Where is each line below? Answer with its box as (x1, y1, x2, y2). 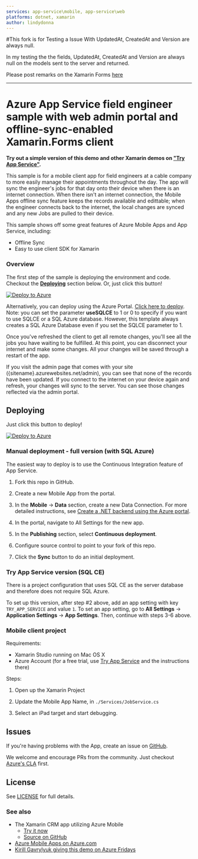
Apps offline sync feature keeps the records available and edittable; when (6, 197, 186, 204)
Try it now (23, 827, 48, 834)
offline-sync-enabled (6, 122, 114, 136)
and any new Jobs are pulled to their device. (6, 210, 114, 217)
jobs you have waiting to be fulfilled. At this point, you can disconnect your (6, 339, 187, 346)
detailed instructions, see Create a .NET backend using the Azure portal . (14, 507, 190, 514)
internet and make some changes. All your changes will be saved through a (6, 345, 189, 352)
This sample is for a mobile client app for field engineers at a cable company (6, 172, 192, 179)
